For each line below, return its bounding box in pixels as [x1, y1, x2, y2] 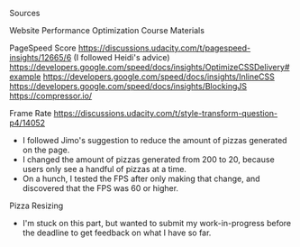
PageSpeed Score [9, 42, 77, 53]
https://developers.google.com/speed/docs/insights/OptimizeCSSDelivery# [9, 62, 290, 72]
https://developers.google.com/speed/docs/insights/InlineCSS [42, 71, 275, 82]
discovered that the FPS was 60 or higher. [22, 183, 178, 193]
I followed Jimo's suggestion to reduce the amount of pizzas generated [22, 135, 287, 145]
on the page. [22, 144, 70, 155]
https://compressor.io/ [9, 90, 93, 101]
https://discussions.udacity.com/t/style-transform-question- [53, 108, 278, 118]
